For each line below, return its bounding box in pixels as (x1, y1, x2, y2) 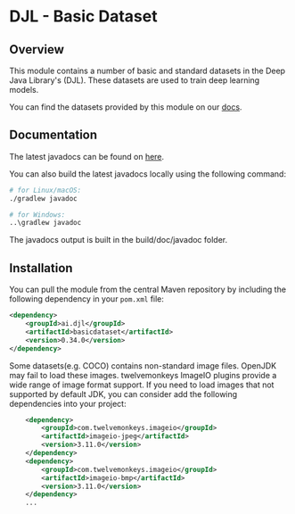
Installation (9, 261, 73, 276)
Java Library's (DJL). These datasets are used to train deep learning (9, 75, 260, 86)
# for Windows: (9, 210, 66, 220)
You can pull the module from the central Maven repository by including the (9, 284, 287, 295)
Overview (9, 42, 65, 57)
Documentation (9, 128, 98, 143)
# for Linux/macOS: (9, 186, 82, 195)
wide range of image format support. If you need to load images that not (9, 379, 275, 390)
